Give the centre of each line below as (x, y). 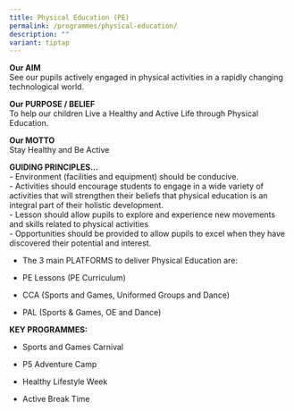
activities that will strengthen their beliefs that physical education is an (139, 196)
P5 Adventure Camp (59, 365)
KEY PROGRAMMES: (48, 330)
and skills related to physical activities (79, 224)
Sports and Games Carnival (72, 347)
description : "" (39, 34)
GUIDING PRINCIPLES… (54, 167)
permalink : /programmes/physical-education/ (93, 26)
